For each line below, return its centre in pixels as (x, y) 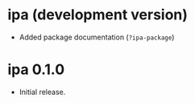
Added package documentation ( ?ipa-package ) (97, 37)
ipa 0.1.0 (36, 70)
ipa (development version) (98, 15)
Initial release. (42, 92)
